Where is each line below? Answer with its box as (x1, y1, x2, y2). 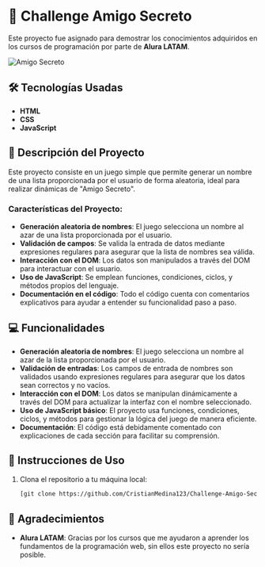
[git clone (19, 490, 56, 498)
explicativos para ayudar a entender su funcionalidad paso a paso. (19, 297, 237, 307)
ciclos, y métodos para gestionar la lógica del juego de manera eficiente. (19, 414, 257, 423)
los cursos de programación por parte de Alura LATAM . (8, 41, 190, 51)
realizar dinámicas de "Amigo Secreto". (8, 184, 136, 193)
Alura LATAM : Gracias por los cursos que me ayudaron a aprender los (19, 533, 249, 542)
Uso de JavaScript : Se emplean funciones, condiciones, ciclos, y (19, 272, 233, 282)
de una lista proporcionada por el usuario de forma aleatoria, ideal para (8, 175, 240, 185)
